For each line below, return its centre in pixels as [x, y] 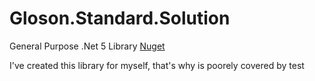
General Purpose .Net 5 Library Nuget [87, 46]
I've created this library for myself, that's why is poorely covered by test [157, 65]
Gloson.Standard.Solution [120, 18]
